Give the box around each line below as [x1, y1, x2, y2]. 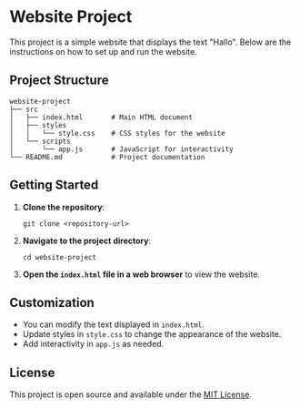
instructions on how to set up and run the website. [9, 46, 197, 56]
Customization [9, 294, 95, 311]
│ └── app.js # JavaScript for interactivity [9, 144, 234, 154]
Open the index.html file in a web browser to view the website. [22, 269, 261, 280]
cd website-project [22, 252, 97, 261]
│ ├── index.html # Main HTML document [9, 112, 194, 122]
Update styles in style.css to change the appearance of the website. [22, 329, 282, 340]
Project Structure [9, 73, 109, 88]
